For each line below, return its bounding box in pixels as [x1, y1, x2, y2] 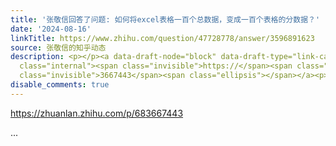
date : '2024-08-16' [10, 24, 92, 34]
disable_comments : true [10, 80, 110, 90]
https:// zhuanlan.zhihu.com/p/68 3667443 [10, 107, 184, 119]
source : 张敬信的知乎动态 [10, 42, 107, 53]
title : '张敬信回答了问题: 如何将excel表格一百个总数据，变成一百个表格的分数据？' [10, 14, 321, 25]
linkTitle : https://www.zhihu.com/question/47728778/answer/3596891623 [10, 33, 315, 43]
